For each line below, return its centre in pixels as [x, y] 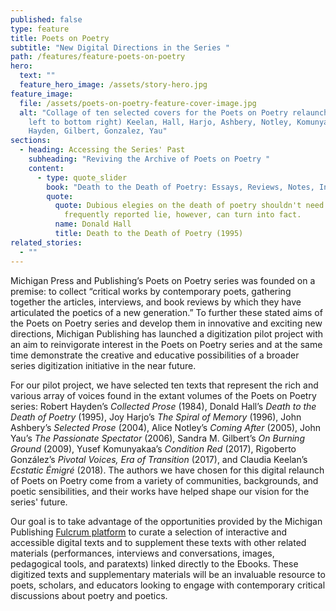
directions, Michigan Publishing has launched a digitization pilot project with [167, 333]
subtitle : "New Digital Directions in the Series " [120, 47]
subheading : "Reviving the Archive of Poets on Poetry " [149, 159]
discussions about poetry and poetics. [89, 595]
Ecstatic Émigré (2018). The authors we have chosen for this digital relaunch [167, 470]
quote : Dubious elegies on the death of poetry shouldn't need [189, 206]
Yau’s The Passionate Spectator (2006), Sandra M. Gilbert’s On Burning [157, 438]
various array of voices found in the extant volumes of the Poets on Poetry [163, 395]
